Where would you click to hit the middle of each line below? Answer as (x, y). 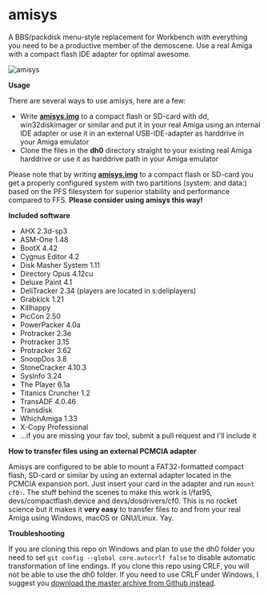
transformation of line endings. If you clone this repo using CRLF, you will (129, 566)
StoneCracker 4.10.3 (53, 367)
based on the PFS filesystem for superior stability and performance (119, 191)
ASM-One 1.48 (44, 239)
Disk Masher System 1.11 (60, 265)
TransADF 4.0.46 (48, 401)
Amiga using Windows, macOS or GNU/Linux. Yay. (91, 517)
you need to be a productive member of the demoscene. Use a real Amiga (130, 45)
